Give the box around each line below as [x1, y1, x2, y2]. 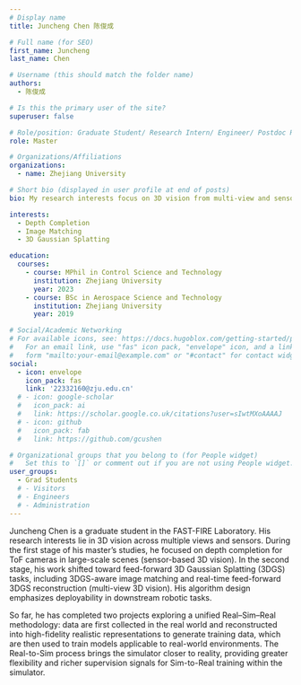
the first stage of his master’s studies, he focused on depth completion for [9, 544, 283, 555]
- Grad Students [17, 476, 78, 485]
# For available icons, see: [9, 334, 118, 344]
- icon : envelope [17, 367, 82, 377]
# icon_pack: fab [17, 426, 90, 435]
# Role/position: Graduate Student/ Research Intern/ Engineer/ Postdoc [9, 127, 287, 137]
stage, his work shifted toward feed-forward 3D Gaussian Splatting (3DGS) [9, 563, 286, 575]
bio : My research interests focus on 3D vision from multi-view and [9, 194, 271, 203]
